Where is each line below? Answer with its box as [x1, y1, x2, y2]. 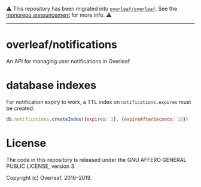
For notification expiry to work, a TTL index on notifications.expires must [6, 98, 191, 105]
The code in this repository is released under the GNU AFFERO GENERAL [6, 156, 187, 163]
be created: [6, 105, 35, 112]
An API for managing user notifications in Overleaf [6, 57, 130, 65]
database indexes [6, 79, 97, 92]
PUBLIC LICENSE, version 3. [6, 163, 76, 170]
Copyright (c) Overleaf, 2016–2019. [6, 174, 92, 181]
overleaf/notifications [6, 38, 118, 51]
